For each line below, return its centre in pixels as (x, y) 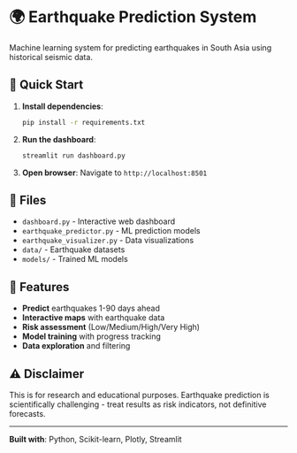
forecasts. (27, 413)
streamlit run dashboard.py (73, 156)
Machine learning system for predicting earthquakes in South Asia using (141, 47)
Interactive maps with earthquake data (93, 318)
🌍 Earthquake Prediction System (133, 17)
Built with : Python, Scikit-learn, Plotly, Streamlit (96, 439)
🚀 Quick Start (46, 85)
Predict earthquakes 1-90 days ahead (91, 308)
